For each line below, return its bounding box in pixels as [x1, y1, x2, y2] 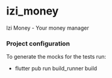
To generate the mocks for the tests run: [6, 53, 107, 60]
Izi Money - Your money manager [6, 24, 89, 31]
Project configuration [6, 39, 70, 48]
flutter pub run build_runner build [14, 65, 98, 72]
